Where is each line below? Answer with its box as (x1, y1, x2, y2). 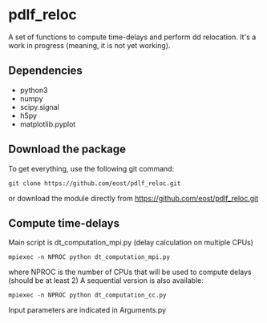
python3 (19, 85, 48, 95)
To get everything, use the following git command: (8, 164, 175, 173)
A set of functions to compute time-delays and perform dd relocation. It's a (8, 32, 257, 42)
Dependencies (8, 64, 83, 78)
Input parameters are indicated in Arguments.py (8, 305, 167, 315)
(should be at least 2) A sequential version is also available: (8, 276, 204, 285)
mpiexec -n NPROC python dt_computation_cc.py (8, 291, 167, 300)
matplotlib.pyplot (19, 119, 76, 129)
